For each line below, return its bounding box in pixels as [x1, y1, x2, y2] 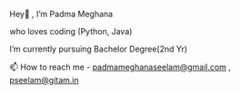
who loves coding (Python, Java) [9, 26, 133, 36]
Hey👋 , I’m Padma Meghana [9, 9, 114, 19]
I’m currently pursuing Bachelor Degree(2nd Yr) [9, 43, 188, 54]
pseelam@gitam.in [9, 75, 79, 85]
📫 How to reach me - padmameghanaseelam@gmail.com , [9, 61, 232, 72]
